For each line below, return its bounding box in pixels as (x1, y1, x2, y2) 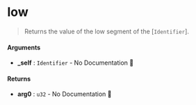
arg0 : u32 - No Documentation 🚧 (17, 90, 112, 98)
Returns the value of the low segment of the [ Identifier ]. (24, 27, 190, 35)
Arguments (7, 43, 41, 51)
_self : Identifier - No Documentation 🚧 (17, 58, 134, 67)
